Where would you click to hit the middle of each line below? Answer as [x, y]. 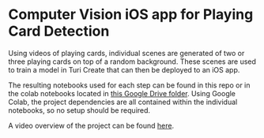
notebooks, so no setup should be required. [79, 110]
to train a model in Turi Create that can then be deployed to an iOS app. [124, 69]
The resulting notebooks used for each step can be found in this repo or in [129, 85]
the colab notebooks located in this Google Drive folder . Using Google [122, 93]
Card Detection [59, 31]
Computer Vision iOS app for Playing [131, 15]
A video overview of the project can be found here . [91, 125]
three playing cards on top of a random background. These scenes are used [132, 62]
